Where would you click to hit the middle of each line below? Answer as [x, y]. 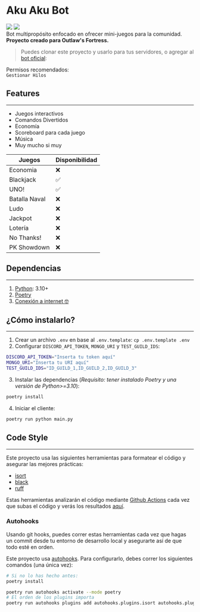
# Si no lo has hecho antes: [42, 576]
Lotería [19, 228]
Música [24, 139]
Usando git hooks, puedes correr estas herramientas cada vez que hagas [96, 534]
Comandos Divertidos [41, 120]
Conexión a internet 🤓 [42, 301]
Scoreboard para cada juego [50, 132]
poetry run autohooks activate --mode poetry [63, 592]
